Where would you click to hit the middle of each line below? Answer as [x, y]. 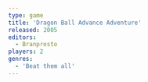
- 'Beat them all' [45, 66]
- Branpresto [36, 45]
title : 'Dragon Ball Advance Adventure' [75, 23]
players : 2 [26, 52]
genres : [21, 59]
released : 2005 [33, 30]
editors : [22, 37]
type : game [26, 15]
